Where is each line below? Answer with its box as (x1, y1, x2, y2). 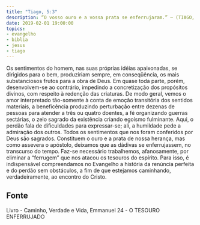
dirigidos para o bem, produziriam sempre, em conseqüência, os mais (6, 70, 180, 78)
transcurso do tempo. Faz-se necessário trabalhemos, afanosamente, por (6, 147, 189, 155)
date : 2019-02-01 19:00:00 (6, 20, 74, 26)
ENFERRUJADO (6, 213, 45, 220)
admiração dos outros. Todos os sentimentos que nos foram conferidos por (6, 128, 193, 135)
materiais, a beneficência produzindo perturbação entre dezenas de (6, 103, 175, 110)
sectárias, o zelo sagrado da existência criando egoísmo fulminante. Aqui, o (6, 116, 194, 123)
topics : (6, 25, 26, 32)
